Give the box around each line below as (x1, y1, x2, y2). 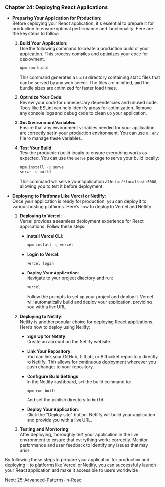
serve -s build (19, 169, 51, 175)
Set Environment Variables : (19, 120, 77, 125)
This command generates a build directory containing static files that (19, 74, 160, 80)
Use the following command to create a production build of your (19, 46, 149, 52)
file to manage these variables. (19, 135, 82, 141)
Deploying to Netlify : (19, 313, 63, 319)
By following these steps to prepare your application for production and (5, 457, 150, 463)
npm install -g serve (19, 165, 64, 170)
